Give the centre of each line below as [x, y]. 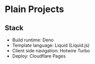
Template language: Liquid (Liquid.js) [51, 45]
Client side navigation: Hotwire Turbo [51, 51]
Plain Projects [35, 9]
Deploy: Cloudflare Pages [39, 56]
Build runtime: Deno [33, 40]
